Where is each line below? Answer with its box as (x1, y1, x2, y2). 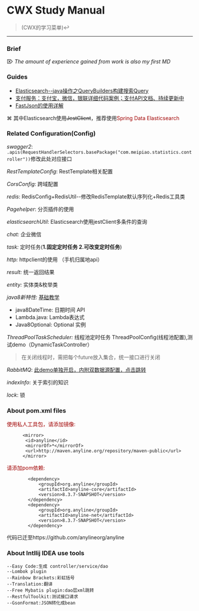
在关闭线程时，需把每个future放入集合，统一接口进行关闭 (21, 353, 161, 361)
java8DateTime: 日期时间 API (15, 306, 85, 313)
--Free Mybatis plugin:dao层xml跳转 (6, 587, 94, 594)
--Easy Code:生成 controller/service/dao (6, 564, 109, 570)
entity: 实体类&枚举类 (6, 281, 58, 288)
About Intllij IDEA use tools (6, 549, 84, 557)
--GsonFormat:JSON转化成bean (6, 600, 76, 606)
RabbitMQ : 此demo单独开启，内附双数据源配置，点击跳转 (6, 366, 146, 373)
